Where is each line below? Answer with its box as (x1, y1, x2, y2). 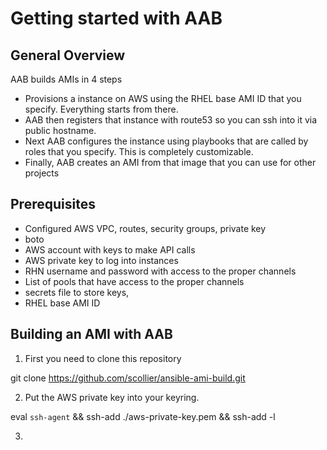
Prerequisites (10, 196, 96, 213)
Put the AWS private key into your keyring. (24, 391, 200, 403)
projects (24, 167, 60, 179)
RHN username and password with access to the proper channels (24, 265, 297, 277)
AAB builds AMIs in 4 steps (10, 73, 123, 85)
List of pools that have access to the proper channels (24, 275, 245, 287)
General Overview (10, 47, 126, 64)
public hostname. (24, 125, 97, 136)
